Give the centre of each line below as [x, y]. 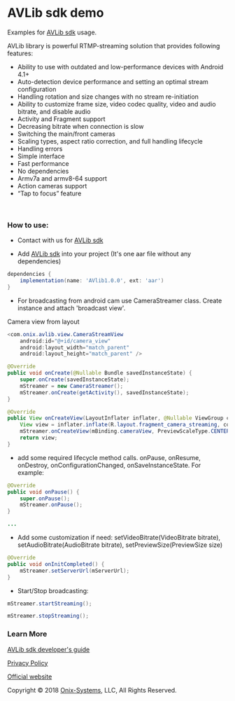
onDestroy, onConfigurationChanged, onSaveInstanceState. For [109, 465]
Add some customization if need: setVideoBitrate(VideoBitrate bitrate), [119, 538]
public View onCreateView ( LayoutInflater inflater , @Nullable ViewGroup [115, 418]
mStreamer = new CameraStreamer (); [72, 386]
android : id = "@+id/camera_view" [65, 341]
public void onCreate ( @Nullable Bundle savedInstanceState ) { [100, 373]
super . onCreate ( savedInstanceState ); [75, 380]
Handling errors [40, 148]
